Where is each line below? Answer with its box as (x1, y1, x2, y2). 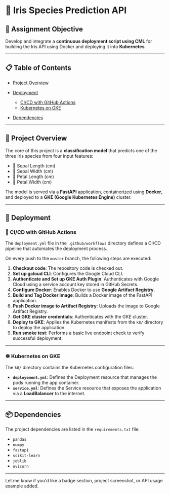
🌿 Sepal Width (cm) (12, 168, 54, 174)
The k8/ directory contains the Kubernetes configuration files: (5, 364, 134, 370)
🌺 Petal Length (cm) (12, 173, 54, 180)
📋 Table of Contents (5, 63, 72, 73)
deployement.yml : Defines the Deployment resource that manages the (12, 374, 157, 380)
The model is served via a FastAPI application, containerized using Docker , (5, 189, 163, 195)
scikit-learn (12, 453, 40, 458)
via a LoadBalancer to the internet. (12, 390, 86, 396)
